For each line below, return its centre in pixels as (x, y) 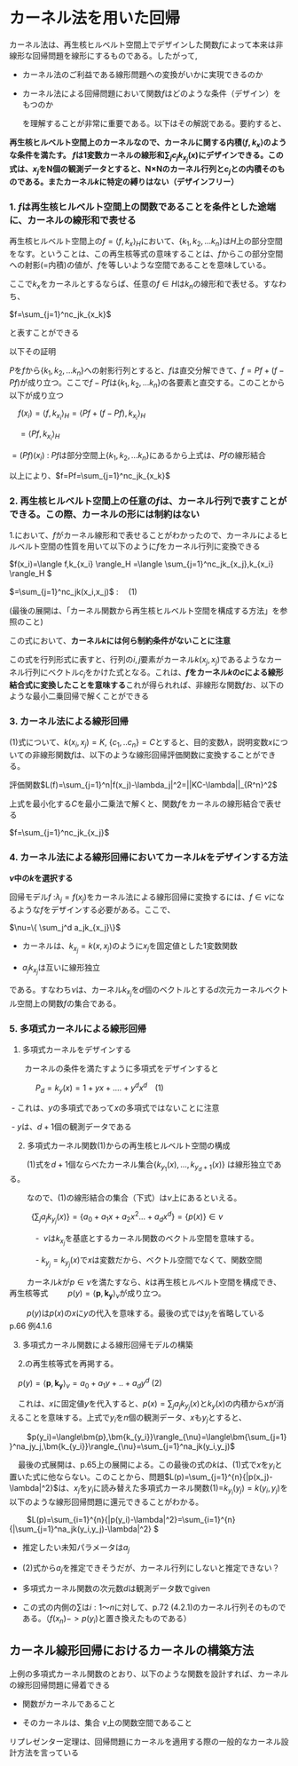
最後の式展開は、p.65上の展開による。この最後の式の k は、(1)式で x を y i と (150, 1465)
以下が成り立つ (36, 395)
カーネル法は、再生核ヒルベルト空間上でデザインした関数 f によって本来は (143, 44)
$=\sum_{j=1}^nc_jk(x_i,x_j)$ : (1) (73, 592)
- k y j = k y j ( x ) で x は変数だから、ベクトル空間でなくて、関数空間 (149, 1262)
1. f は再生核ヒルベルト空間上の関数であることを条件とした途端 (143, 207)
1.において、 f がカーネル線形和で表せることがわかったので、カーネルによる (145, 535)
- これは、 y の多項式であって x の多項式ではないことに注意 (115, 1108)
